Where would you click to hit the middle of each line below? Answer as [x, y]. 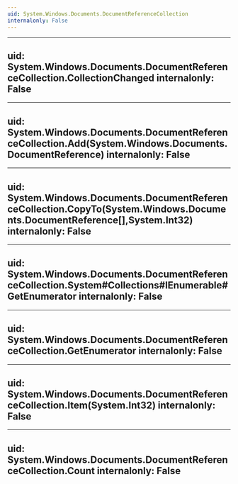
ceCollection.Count [51, 471]
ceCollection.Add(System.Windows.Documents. [118, 143]
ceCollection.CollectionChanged [81, 78]
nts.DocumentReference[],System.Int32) [100, 220]
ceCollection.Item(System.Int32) [81, 405]
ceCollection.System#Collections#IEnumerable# [118, 285]
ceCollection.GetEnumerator [72, 351]
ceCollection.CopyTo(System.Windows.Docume [117, 209]
